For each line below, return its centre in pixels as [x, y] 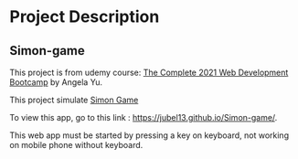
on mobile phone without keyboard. [76, 145]
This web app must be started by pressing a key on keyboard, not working [149, 135]
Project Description [85, 17]
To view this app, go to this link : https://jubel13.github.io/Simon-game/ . [144, 117]
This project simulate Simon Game [74, 100]
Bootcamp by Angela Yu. [56, 82]
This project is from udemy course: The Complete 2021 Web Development [149, 72]
